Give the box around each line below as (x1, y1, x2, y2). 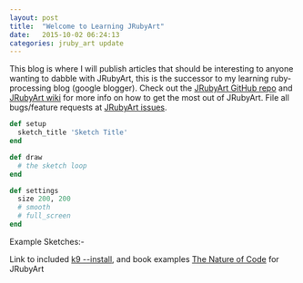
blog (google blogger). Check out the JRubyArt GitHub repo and (53, 83, 293, 93)
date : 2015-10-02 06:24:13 (9, 30, 120, 39)
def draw (9, 152, 43, 161)
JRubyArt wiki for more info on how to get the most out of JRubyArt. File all (9, 93, 289, 103)
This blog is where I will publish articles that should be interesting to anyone (9, 63, 294, 74)
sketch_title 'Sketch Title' (17, 128, 128, 137)
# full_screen (17, 211, 71, 220)
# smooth (17, 203, 51, 212)
